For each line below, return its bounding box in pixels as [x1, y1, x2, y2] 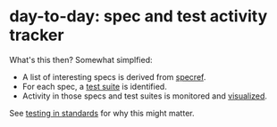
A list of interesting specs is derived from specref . [21, 71, 206, 82]
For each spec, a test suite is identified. [21, 81, 167, 91]
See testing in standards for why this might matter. [9, 107, 195, 118]
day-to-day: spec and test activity [9, 6, 268, 27]
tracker [9, 25, 64, 45]
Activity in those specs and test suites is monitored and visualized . [21, 91, 268, 101]
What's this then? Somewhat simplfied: [9, 54, 154, 65]
